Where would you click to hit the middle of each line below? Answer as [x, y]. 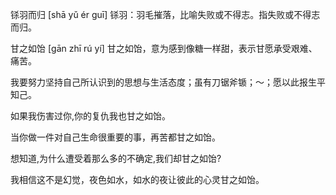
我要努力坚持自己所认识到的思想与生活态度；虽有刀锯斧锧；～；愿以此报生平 [168, 82]
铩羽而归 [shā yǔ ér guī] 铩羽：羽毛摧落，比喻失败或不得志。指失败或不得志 [165, 14]
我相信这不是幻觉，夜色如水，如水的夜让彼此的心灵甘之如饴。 [137, 179]
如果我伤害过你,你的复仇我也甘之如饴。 [91, 116]
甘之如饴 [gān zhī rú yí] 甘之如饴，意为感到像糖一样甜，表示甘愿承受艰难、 [164, 48]
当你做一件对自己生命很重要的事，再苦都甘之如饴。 [115, 137]
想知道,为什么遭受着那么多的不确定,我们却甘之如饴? [116, 158]
